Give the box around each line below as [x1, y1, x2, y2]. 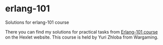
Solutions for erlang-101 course [5, 19, 70, 25]
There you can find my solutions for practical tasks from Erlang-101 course [5, 29, 158, 35]
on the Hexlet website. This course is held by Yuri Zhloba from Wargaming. [5, 34, 159, 40]
